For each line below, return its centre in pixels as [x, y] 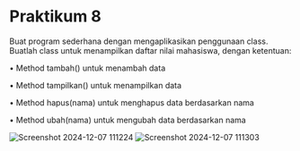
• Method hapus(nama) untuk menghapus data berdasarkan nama [132, 102]
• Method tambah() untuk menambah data [88, 68]
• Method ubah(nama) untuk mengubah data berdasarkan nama [128, 120]
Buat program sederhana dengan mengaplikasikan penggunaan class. [139, 41]
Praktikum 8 [55, 17]
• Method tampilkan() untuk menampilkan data [96, 85]
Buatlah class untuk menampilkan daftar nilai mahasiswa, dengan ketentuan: [150, 50]
